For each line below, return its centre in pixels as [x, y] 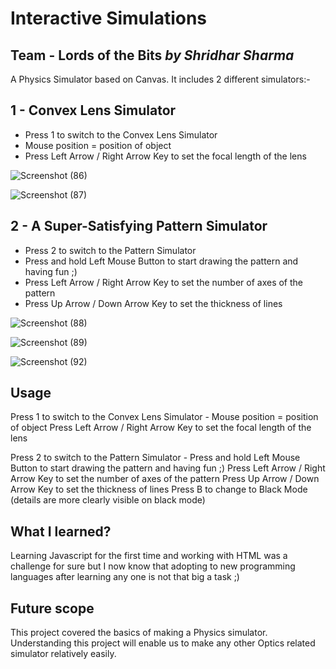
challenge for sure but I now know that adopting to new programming [153, 566]
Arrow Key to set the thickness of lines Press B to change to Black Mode [159, 489]
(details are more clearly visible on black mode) [108, 500]
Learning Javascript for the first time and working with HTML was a [149, 556]
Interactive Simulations [109, 18]
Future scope [52, 608]
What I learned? [61, 531]
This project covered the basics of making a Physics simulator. [139, 633]
